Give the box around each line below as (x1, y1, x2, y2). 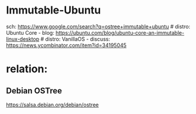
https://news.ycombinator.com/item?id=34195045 (6, 42, 127, 49)
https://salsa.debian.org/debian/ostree (6, 101, 99, 108)
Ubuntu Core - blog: (6, 29, 54, 36)
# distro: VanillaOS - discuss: (40, 35, 110, 42)
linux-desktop (6, 35, 40, 42)
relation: (6, 62, 48, 76)
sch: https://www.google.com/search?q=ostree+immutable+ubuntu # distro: (6, 23, 191, 30)
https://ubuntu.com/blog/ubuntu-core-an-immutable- (55, 29, 184, 36)
